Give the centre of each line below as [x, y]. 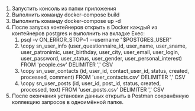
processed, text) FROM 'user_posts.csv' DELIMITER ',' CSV [92, 90]
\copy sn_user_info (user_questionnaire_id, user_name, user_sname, [104, 46]
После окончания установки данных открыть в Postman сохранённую [100, 96]
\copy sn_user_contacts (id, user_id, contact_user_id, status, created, [105, 71]
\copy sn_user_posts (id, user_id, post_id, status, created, [91, 83]
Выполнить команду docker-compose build [66, 15]
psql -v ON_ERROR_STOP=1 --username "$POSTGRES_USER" [96, 40]
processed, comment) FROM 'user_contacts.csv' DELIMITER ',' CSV [103, 77]
